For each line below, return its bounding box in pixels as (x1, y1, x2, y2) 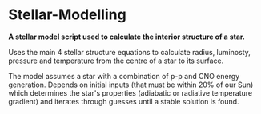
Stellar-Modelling (8, 6, 126, 24)
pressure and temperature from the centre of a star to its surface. (8, 56, 224, 65)
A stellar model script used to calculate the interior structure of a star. (8, 32, 246, 41)
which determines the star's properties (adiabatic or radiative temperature (8, 88, 253, 97)
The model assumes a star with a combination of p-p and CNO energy (8, 71, 240, 81)
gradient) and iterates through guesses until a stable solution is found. (8, 96, 239, 106)
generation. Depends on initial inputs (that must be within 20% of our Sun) (8, 80, 254, 89)
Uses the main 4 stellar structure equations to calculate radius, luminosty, (8, 47, 251, 57)
